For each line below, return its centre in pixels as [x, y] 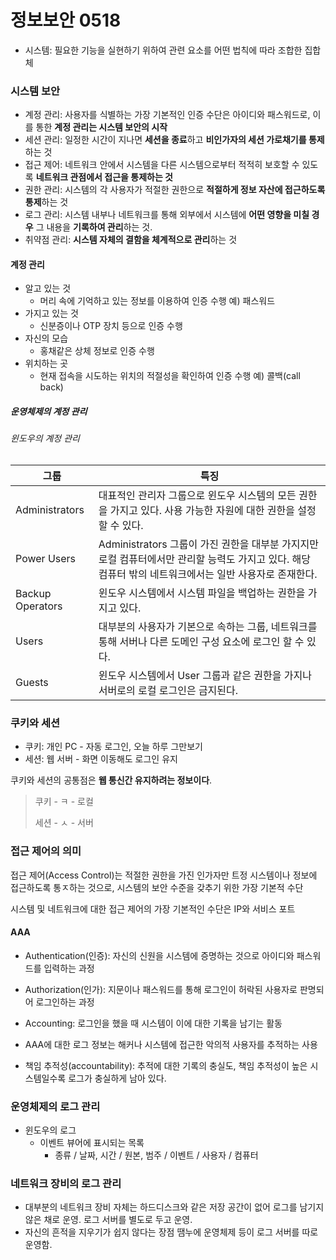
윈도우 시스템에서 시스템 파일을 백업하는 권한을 [202, 593]
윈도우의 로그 [50, 1130]
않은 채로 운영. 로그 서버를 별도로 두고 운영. [108, 1220]
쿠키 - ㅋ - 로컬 [64, 802]
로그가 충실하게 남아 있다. [117, 1078]
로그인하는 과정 [65, 1002]
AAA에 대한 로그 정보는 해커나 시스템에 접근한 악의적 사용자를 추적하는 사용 [171, 1044]
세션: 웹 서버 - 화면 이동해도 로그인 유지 [101, 759]
